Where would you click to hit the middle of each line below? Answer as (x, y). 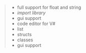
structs (24, 34)
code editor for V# (36, 23)
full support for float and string (49, 7)
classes (25, 40)
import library (31, 13)
